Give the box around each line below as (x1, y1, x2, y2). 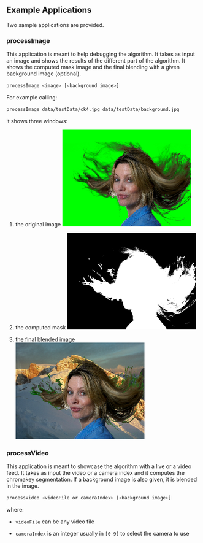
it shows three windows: (6, 117, 68, 125)
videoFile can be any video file (15, 518, 95, 525)
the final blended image (15, 336, 75, 343)
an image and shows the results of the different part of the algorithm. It (6, 57, 186, 64)
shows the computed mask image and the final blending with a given (6, 64, 180, 71)
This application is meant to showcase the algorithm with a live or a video (6, 463, 192, 470)
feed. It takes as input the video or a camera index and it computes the (6, 469, 185, 477)
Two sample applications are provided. (6, 21, 104, 28)
